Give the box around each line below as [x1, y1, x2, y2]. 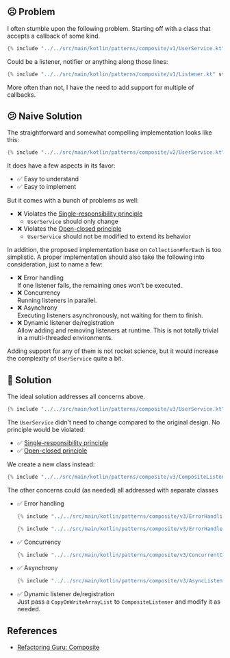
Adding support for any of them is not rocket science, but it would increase [7, 347, 219, 355]
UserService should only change [27, 217, 118, 226]
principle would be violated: [7, 425, 86, 433]
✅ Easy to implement [16, 183, 77, 191]
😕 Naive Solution [7, 110, 83, 122]
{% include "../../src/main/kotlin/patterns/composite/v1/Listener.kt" [7, 71, 216, 78]
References [7, 625, 57, 637]
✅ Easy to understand [16, 175, 79, 183]
